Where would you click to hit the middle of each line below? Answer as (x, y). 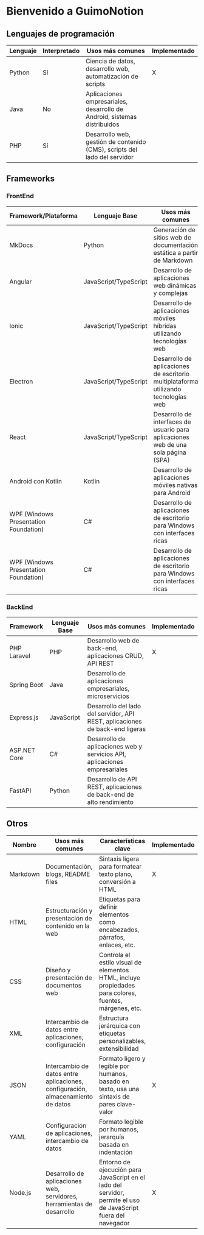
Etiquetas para (120, 899)
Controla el (115, 955)
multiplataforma (176, 381)
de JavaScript (119, 1208)
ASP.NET (22, 750)
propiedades (117, 985)
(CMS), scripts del (111, 149)
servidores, (61, 1196)
